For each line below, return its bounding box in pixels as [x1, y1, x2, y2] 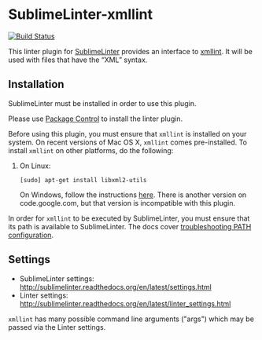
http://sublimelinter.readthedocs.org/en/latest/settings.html [19, 282, 212, 291]
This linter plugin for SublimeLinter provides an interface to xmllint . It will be [8, 46, 253, 56]
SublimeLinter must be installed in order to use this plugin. [8, 98, 197, 108]
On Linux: [19, 161, 51, 170]
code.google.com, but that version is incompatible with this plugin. [19, 198, 236, 207]
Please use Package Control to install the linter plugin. [8, 114, 183, 123]
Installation [8, 78, 65, 91]
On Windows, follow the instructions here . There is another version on [19, 190, 247, 199]
